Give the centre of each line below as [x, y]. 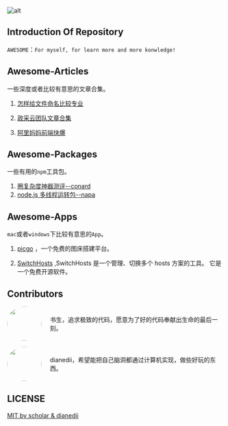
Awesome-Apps [42, 217]
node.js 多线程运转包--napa [56, 195]
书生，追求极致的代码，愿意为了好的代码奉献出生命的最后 [131, 320]
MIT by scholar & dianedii [43, 415]
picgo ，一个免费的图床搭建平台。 [65, 249]
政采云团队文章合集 [44, 118]
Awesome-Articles [48, 72]
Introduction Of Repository [65, 32]
